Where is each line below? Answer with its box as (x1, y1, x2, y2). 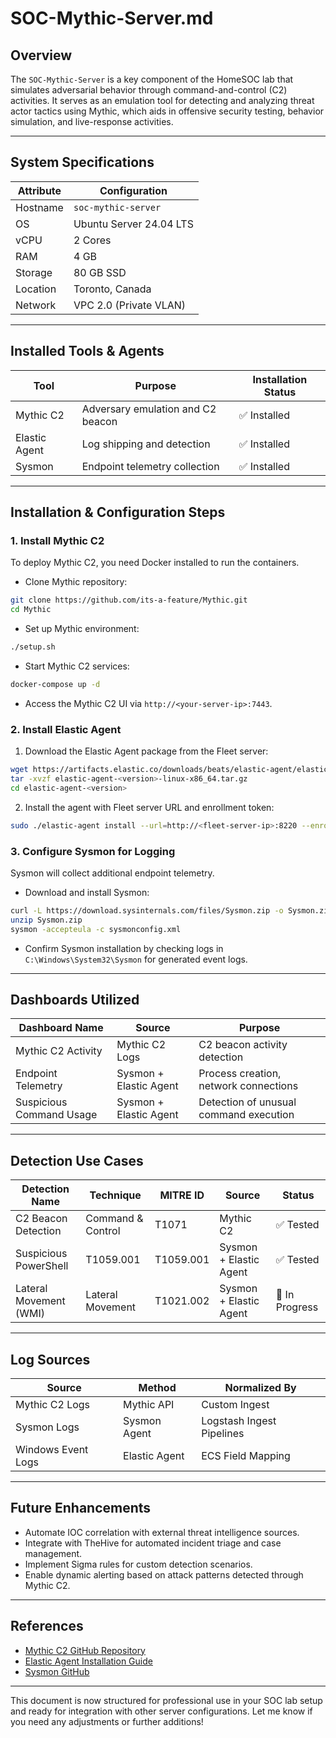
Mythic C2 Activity (15, 1044, 103, 1058)
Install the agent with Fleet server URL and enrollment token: (24, 801, 275, 813)
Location (15, 282, 57, 296)
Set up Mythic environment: (24, 623, 140, 635)
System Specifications (10, 154, 155, 171)
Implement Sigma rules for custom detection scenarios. (24, 1558, 253, 1570)
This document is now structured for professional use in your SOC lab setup (10, 1694, 323, 1706)
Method (138, 1380, 177, 1394)
